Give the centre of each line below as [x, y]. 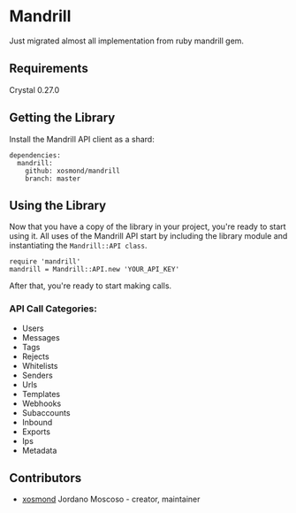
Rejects [36, 356]
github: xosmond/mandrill [73, 171]
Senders [37, 375]
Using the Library [58, 205]
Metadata [39, 450]
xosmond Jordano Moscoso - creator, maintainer [111, 499]
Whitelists [40, 365]
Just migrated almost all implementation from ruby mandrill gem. [127, 41]
